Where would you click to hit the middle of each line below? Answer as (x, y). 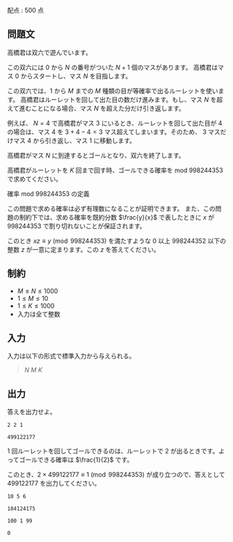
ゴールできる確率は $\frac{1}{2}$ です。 (76, 460)
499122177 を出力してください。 (54, 483)
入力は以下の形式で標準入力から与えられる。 (71, 356)
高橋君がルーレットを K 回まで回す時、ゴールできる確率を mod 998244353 (115, 170)
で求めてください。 (35, 179)
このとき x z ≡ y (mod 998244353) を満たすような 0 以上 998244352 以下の (116, 241)
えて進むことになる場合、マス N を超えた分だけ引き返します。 (96, 108)
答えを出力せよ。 (32, 412)
